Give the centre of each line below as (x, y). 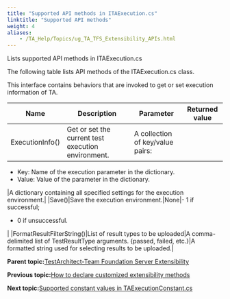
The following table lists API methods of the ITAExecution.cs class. (101, 72)
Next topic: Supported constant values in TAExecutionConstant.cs (100, 288)
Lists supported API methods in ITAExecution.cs (75, 58)
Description (97, 114)
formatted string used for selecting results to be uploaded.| (90, 248)
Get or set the (89, 130)
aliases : (20, 33)
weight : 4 (21, 26)
